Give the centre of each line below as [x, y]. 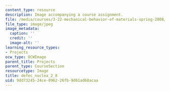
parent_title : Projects [30, 62]
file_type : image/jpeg [29, 24]
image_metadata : [22, 29]
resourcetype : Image [27, 71]
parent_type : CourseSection [35, 66]
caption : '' [23, 33]
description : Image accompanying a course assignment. [64, 15]
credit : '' [21, 38]
